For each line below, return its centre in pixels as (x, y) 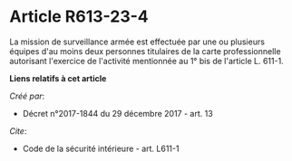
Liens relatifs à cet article (58, 78)
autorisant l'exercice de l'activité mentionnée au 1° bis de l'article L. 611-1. (146, 61)
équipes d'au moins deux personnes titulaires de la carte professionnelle (145, 51)
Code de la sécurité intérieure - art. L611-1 (101, 148)
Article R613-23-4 (79, 17)
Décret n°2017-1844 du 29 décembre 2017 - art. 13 (117, 113)
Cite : (18, 131)
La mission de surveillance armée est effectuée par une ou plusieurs (137, 42)
